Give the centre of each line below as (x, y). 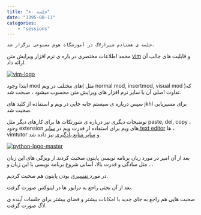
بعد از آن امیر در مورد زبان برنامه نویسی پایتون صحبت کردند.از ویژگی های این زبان (98, 158)
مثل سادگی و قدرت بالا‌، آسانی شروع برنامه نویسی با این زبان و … (80, 164)
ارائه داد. (16, 62)
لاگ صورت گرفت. (27, 205)
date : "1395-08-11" (31, 17)
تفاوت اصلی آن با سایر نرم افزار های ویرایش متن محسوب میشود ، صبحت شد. (94, 92)
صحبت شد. (19, 110)
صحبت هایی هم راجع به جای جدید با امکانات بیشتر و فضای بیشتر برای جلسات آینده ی (101, 199)
